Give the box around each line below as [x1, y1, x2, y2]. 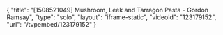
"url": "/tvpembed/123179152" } [6, 21, 97, 28]
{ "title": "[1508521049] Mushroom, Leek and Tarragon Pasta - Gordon [6, 6, 209, 14]
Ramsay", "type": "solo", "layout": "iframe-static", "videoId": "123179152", [6, 13, 217, 21]
